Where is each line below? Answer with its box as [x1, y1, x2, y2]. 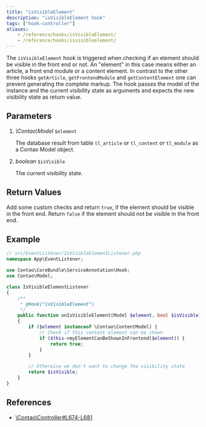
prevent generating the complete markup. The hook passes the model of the [6, 80, 199, 88]
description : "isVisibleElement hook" [6, 15, 105, 21]
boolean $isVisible [15, 157, 66, 165]
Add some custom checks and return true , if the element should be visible [6, 203, 194, 211]
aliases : [6, 26, 29, 32]
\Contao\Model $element [15, 127, 77, 135]
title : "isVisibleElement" [6, 9, 75, 15]
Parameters [6, 111, 52, 121]
